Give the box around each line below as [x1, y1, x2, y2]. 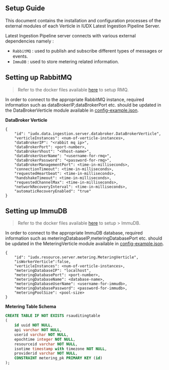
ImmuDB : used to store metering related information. [12, 58, 120, 65]
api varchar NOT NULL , [14, 328, 62, 333]
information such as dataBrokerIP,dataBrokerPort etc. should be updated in [5, 102, 161, 108]
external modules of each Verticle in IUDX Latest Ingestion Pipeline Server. [5, 23, 160, 29]
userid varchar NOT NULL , [14, 332, 69, 337]
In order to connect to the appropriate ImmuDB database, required [5, 230, 143, 236]
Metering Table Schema [5, 303, 57, 310]
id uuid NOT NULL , [14, 323, 53, 328]
